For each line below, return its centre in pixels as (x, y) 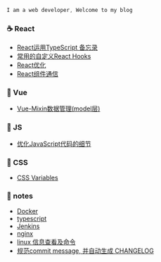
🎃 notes (20, 196)
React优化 (31, 65)
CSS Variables (37, 178)
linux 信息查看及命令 (46, 242)
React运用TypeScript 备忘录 (57, 48)
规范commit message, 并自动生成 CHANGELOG (85, 251)
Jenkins (28, 226)
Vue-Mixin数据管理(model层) (58, 108)
